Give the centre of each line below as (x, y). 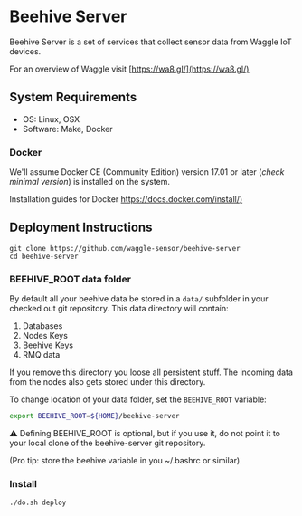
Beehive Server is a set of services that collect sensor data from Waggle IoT (151, 42)
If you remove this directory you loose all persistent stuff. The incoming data (151, 372)
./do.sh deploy (38, 503)
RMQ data (41, 355)
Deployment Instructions (81, 228)
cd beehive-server (44, 256)
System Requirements (73, 97)
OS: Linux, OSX (51, 119)
